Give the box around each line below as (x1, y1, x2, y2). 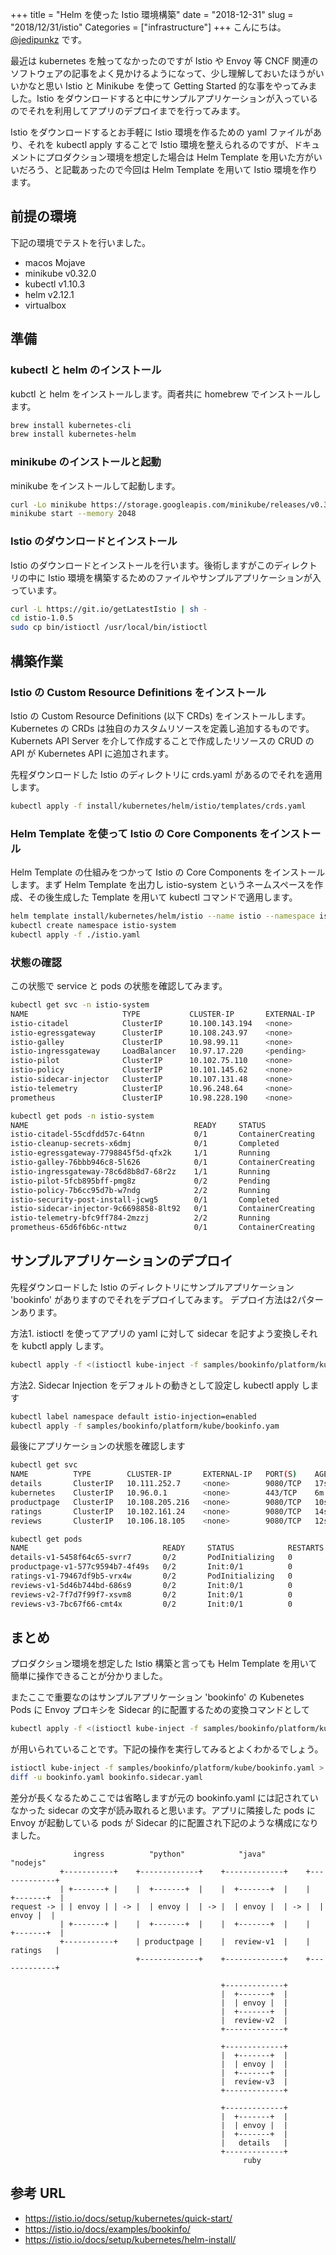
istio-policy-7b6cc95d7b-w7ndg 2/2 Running (10, 1185, 271, 1195)
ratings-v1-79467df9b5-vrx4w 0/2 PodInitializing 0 (10, 1571, 293, 1582)
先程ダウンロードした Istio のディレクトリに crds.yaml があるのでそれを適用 (10, 768, 323, 780)
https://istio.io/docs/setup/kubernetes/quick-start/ (24, 2212, 233, 2224)
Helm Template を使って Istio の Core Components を (10, 826, 270, 840)
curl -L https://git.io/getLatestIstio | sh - (10, 604, 208, 614)
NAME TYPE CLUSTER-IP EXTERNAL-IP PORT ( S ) (10, 1469, 298, 1480)
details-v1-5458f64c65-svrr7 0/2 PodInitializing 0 (10, 1553, 293, 1563)
